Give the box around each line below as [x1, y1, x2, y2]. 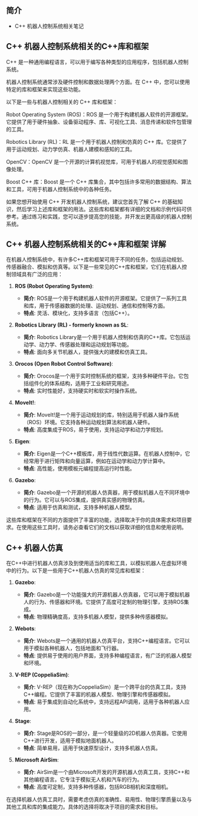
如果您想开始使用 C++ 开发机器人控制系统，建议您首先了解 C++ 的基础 [6, 198, 178, 205]
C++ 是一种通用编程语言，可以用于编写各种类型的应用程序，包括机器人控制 [6, 58, 189, 65]
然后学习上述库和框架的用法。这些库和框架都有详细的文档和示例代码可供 [16, 205, 192, 212]
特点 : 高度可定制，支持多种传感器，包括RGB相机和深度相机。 [23, 783, 172, 791]
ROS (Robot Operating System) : [14, 283, 94, 290]
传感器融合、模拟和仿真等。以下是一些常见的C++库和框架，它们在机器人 [6, 263, 182, 270]
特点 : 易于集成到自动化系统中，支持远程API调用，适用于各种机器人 [23, 698, 184, 705]
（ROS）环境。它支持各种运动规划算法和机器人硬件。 [23, 419, 153, 426]
